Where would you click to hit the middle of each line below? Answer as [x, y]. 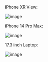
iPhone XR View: [21, 7]
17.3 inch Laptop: [22, 45]
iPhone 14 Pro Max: [24, 26]
